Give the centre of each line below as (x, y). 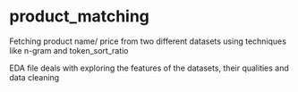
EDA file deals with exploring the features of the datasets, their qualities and (149, 68)
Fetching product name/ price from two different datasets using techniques (148, 41)
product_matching (80, 17)
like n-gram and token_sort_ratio (69, 50)
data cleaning (34, 77)
